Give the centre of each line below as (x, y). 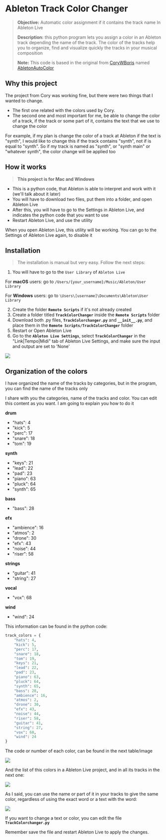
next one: (15, 775)
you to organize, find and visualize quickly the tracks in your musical (87, 48)
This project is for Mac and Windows (56, 179)
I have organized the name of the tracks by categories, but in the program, (81, 383)
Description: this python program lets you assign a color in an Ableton (89, 37)
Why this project (31, 84)
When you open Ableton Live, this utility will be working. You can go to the (81, 230)
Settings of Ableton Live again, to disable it (49, 235)
